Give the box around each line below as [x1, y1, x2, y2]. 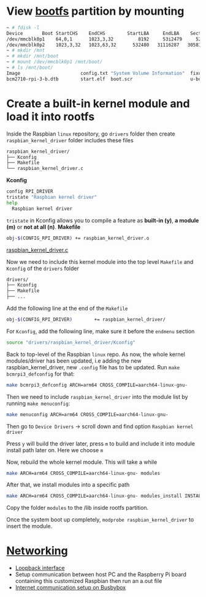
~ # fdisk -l [6, 25, 40, 31]
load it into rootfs [6, 109, 95, 123]
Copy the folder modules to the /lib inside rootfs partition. [6, 504, 149, 512]
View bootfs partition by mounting [6, 4, 185, 18]
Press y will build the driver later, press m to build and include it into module [6, 440, 195, 447]
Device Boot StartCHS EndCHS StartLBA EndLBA [6, 30, 180, 36]
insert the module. [6, 523, 53, 530]
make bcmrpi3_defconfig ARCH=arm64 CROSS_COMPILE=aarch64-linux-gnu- [6, 382, 188, 388]
